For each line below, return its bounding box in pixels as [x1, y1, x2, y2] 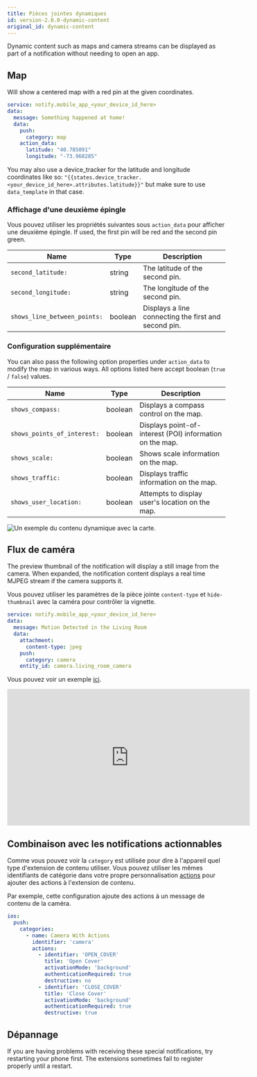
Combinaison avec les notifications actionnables [7, 838, 222, 850]
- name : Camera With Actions [25, 932, 110, 939]
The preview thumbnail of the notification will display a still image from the [7, 562, 220, 571]
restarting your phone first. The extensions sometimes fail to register [7, 1054, 203, 1062]
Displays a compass [139, 400, 205, 410]
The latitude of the [143, 264, 203, 273]
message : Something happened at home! [13, 114, 126, 121]
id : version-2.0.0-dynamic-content [7, 17, 110, 24]
